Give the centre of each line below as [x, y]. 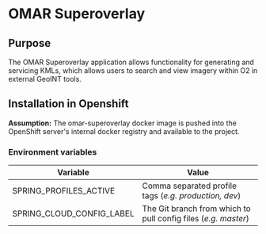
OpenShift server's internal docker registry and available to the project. [124, 131]
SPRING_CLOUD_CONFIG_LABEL [73, 213]
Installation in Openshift [68, 104]
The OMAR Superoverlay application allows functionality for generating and [131, 62]
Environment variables [53, 152]
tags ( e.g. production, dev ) [192, 196]
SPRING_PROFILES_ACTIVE [64, 191]
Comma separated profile [190, 186]
